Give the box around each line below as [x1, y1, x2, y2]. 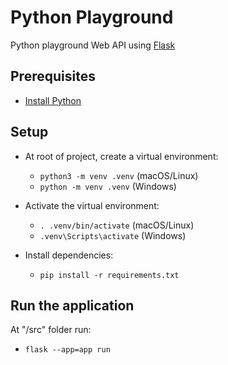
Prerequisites [10, 68, 96, 85]
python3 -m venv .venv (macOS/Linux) [39, 169, 199, 181]
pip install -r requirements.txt [39, 270, 180, 280]
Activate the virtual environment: [24, 199, 160, 211]
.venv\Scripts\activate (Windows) [39, 229, 187, 241]
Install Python [24, 94, 82, 106]
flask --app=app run [24, 345, 111, 355]
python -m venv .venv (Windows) [39, 180, 177, 192]
